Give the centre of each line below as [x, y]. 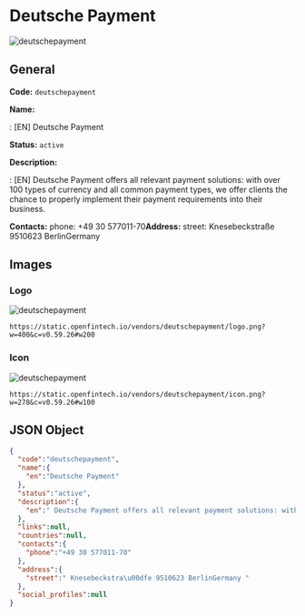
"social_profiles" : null [62, 595]
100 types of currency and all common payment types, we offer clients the [148, 189]
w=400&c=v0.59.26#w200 [52, 335]
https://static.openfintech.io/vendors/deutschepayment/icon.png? [138, 394]
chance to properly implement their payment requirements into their [136, 199]
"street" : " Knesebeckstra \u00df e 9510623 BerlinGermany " [138, 578]
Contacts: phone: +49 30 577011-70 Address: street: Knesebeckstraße [142, 226]
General [33, 70]
